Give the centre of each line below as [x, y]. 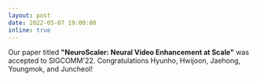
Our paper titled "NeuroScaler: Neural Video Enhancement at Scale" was [129, 53]
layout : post [29, 15]
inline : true [29, 30]
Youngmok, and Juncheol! [50, 69]
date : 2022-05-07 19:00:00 [52, 23]
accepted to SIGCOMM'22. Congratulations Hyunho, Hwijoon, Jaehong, [125, 61]
